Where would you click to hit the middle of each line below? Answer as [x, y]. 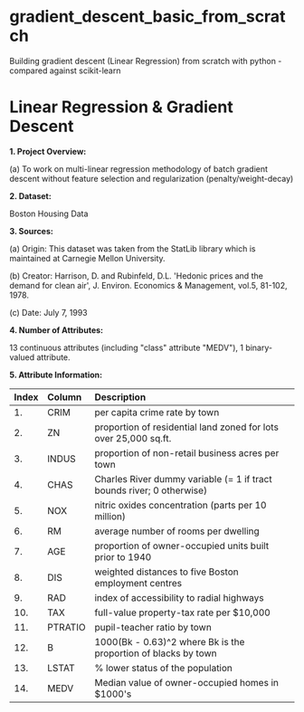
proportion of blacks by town [156, 653]
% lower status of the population [164, 668]
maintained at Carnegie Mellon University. [87, 258]
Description [120, 397]
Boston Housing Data [49, 214]
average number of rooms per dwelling [177, 531]
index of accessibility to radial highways [179, 597]
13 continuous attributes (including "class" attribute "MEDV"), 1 [127, 347]
